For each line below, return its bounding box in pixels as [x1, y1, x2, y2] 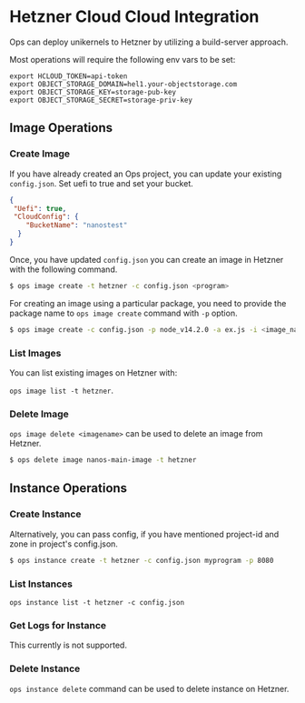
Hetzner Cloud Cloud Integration [9, 6, 260, 27]
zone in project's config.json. [9, 538, 118, 549]
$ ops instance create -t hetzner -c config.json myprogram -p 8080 [9, 556, 274, 565]
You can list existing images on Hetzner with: [9, 367, 178, 378]
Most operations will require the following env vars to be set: [9, 54, 236, 65]
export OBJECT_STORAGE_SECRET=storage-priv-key [9, 95, 193, 105]
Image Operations [9, 120, 113, 136]
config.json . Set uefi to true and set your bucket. [9, 177, 193, 188]
